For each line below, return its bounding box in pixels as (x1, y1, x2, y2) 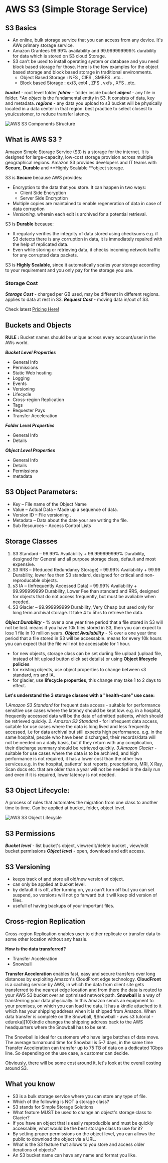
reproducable (12, 577, 41, 583)
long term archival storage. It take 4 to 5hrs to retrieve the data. (12, 609, 144, 615)
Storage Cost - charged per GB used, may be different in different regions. (5, 291, 160, 297)
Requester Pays (12, 407, 45, 413)
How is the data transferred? (5, 946, 66, 952)
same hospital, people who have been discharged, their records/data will (5, 734, 156, 740)
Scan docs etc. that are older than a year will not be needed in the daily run (5, 766, 160, 772)
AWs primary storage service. (12, 42, 74, 48)
